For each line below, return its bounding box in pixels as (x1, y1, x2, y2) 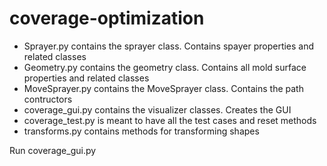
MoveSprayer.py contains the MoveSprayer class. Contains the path (23, 82, 304, 94)
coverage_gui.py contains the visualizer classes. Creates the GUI (23, 103, 292, 116)
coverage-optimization (9, 7, 205, 30)
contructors (23, 93, 73, 105)
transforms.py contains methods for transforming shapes (23, 125, 260, 137)
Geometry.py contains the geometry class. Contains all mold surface (23, 61, 307, 73)
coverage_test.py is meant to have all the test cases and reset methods (23, 114, 317, 126)
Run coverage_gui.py (9, 144, 97, 156)
